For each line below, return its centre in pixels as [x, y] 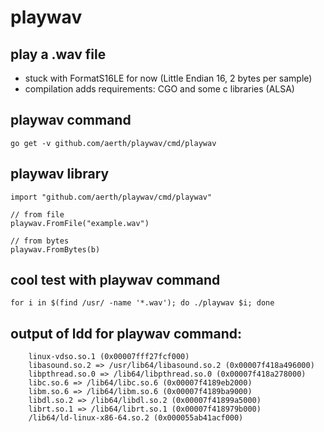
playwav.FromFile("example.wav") [80, 223]
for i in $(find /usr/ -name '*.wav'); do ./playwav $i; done [142, 303]
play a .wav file [58, 54]
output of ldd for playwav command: [126, 333]
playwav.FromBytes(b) [55, 249]
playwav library [60, 174]
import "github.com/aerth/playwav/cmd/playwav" [111, 197]
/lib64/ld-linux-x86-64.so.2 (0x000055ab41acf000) [136, 418]
